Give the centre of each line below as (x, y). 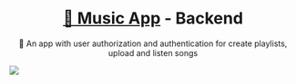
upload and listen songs (153, 52)
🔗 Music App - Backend (153, 19)
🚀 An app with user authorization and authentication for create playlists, (153, 43)
